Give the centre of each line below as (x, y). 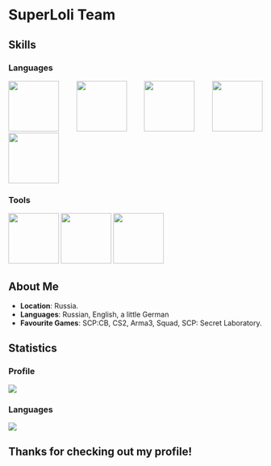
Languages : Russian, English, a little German (94, 314)
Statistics (33, 348)
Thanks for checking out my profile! (100, 452)
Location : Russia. (49, 305)
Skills (22, 45)
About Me (33, 286)
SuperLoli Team (62, 15)
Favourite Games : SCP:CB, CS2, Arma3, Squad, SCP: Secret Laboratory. (141, 323)
